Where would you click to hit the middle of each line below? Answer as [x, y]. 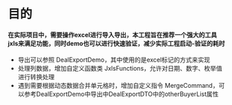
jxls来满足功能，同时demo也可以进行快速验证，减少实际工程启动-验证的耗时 [116, 43]
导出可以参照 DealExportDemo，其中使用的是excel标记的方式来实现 [114, 60]
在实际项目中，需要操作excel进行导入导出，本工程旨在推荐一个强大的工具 [113, 34]
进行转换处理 [36, 77]
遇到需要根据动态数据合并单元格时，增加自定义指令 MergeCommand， [118, 86]
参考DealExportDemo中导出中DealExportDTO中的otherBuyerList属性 [122, 94]
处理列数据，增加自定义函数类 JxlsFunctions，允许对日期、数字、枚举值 [120, 69]
